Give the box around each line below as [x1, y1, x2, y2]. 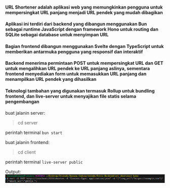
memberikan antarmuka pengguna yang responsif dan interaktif [5, 49, 143, 55]
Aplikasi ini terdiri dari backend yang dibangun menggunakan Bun [5, 21, 147, 27]
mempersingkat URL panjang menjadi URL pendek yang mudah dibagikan [5, 9, 163, 15]
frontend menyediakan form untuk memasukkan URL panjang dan [5, 71, 147, 77]
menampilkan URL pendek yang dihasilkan [5, 76, 97, 82]
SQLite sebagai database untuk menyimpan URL [5, 32, 109, 38]
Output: [5, 168, 21, 174]
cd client [17, 149, 36, 155]
